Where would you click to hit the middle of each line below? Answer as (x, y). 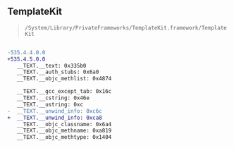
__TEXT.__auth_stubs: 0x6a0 (58, 72)
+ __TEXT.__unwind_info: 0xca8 (55, 118)
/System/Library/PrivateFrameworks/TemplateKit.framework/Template (125, 27)
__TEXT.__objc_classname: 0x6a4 (64, 124)
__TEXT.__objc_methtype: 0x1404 (64, 137)
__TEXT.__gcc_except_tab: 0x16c (64, 92)
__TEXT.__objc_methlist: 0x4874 (64, 79)
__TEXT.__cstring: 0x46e (53, 98)
